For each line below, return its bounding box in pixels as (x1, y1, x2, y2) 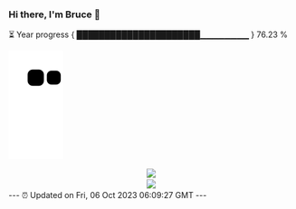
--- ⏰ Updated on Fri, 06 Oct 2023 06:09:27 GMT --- (8, 190, 207, 201)
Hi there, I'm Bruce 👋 (8, 8, 100, 21)
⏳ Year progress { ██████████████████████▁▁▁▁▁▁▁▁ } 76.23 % (8, 29, 289, 40)
